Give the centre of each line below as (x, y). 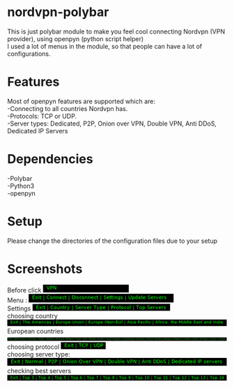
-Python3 (21, 186)
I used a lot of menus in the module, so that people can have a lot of (105, 46)
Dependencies (50, 159)
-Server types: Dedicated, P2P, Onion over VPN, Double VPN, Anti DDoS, (112, 124)
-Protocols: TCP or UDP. (42, 116)
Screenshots (45, 269)
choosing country (32, 315)
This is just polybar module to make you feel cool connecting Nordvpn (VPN (116, 31)
